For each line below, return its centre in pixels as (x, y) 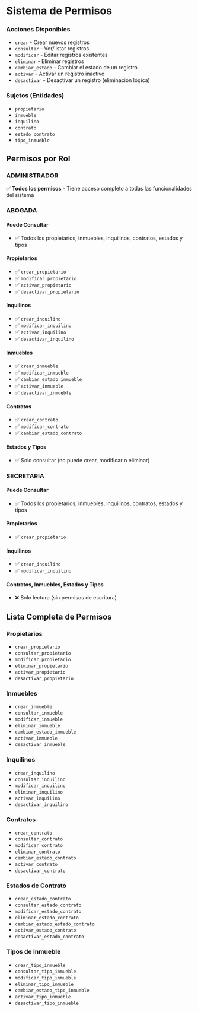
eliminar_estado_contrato (47, 918)
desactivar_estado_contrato (49, 937)
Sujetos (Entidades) (35, 96)
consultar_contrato (39, 839)
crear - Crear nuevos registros (52, 42)
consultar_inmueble (39, 713)
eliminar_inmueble (37, 726)
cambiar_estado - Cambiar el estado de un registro (76, 68)
